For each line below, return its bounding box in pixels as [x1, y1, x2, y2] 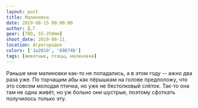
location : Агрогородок [6, 42, 62, 48]
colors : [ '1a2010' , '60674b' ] [6, 48, 81, 54]
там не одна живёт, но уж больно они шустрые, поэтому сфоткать [6, 88, 175, 95]
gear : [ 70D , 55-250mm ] [6, 31, 62, 37]
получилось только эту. [6, 95, 67, 102]
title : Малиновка [6, 14, 49, 20]
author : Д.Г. [6, 25, 39, 32]
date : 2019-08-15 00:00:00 [6, 20, 73, 26]
